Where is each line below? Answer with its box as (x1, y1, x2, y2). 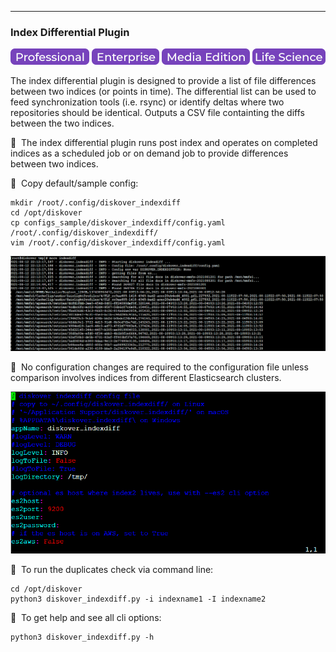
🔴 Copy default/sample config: (10, 177, 139, 190)
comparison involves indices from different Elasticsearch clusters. (10, 372, 282, 384)
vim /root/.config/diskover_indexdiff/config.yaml (10, 238, 226, 248)
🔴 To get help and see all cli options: (10, 611, 162, 623)
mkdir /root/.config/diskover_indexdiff (10, 198, 182, 208)
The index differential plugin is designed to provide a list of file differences (10, 75, 317, 87)
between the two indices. (10, 117, 115, 130)
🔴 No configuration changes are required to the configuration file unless (10, 361, 309, 373)
